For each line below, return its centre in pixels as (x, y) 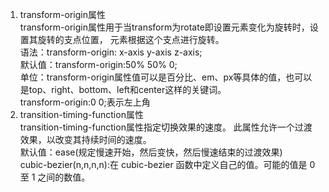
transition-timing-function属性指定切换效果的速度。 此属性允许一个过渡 (166, 127)
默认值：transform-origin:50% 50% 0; (98, 64)
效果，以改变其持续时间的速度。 (85, 139)
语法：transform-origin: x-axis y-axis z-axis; (111, 52)
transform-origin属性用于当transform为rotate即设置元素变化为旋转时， (164, 27)
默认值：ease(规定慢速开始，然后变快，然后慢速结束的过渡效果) (151, 152)
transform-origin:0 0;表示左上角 (85, 102)
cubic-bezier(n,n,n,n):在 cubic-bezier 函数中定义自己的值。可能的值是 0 (167, 164)
